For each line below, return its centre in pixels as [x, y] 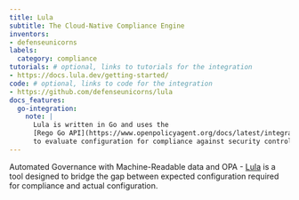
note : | [39, 116]
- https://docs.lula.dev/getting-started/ [89, 76]
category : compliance [57, 59]
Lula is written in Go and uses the [101, 125]
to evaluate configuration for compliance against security [146, 141]
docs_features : [37, 100]
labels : [24, 51]
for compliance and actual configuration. [84, 185]
